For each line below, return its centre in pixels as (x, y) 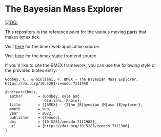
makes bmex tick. (23, 37)
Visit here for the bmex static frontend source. (51, 56)
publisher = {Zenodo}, (36, 118)
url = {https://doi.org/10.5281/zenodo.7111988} (70, 126)
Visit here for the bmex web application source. (53, 46)
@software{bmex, (21, 92)
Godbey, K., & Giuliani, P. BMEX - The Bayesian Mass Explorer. (72, 79)
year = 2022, (31, 113)
